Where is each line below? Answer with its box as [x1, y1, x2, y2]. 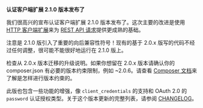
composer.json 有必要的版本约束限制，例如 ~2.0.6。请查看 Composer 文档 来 [6, 67, 198, 74]
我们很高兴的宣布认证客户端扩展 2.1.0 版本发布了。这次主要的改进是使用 [6, 19, 185, 26]
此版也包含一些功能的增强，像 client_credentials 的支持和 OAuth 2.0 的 [6, 87, 187, 94]
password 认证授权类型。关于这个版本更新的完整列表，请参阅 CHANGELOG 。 [6, 95, 198, 102]
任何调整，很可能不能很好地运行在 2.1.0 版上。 [11, 46, 127, 54]
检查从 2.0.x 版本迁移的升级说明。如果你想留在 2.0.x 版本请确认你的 [6, 60, 175, 66]
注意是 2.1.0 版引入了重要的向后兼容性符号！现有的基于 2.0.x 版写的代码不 [6, 39, 190, 46]
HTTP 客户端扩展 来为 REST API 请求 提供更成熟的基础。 [6, 27, 144, 33]
